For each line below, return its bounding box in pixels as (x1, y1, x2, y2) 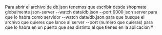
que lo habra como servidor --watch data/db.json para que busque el (5, 14, 145, 20)
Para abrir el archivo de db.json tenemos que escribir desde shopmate (5, 4, 147, 10)
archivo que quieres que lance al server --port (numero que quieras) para (5, 19, 153, 25)
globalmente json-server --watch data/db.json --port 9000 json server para (5, 9, 158, 15)
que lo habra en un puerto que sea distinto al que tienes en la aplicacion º (5, 24, 153, 30)
